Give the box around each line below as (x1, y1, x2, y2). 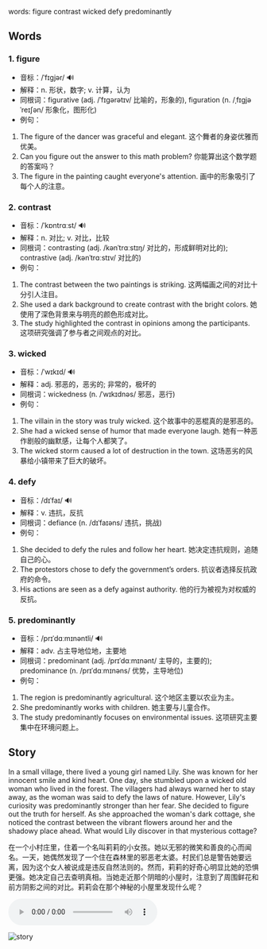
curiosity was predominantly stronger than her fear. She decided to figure (8, 800, 249, 810)
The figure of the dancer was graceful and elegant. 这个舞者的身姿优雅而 (19, 131, 259, 141)
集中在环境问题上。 (19, 722, 83, 731)
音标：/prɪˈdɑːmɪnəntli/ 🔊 (19, 633, 103, 642)
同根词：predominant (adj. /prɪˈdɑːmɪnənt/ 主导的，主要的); (19, 655, 212, 665)
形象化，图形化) (44, 105, 97, 114)
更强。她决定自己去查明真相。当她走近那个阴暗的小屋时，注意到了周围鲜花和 (8, 872, 259, 881)
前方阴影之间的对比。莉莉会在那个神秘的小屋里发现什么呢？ (8, 881, 203, 892)
